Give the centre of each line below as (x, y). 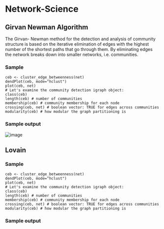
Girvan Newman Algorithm (47, 27)
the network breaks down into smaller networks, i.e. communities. (72, 54)
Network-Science (42, 9)
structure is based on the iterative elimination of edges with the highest (77, 44)
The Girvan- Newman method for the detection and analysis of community (80, 39)
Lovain (15, 150)
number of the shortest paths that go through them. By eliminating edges (79, 49)
